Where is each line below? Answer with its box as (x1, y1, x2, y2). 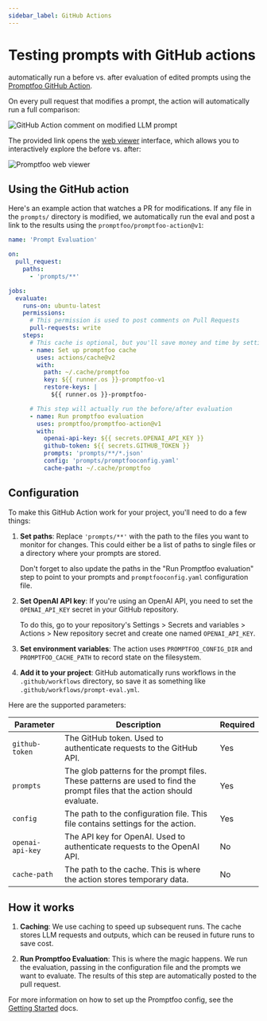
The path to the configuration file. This (64, 808, 208, 819)
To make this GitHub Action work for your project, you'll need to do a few (8, 507, 247, 517)
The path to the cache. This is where (64, 863, 201, 874)
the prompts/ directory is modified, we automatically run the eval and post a (8, 212, 256, 221)
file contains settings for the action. (64, 818, 196, 829)
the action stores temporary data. (64, 874, 189, 885)
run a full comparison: (8, 104, 80, 114)
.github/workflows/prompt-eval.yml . (19, 684, 141, 694)
